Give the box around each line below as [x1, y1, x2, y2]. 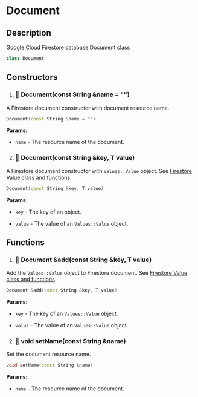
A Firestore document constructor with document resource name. [6, 104, 170, 111]
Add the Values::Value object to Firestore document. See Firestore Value [6, 269, 188, 277]
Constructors [6, 72, 58, 82]
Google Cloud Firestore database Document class [6, 44, 130, 51]
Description [6, 28, 51, 38]
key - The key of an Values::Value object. [14, 310, 118, 318]
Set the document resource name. [6, 350, 92, 358]
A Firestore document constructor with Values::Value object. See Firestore [6, 167, 192, 174]
